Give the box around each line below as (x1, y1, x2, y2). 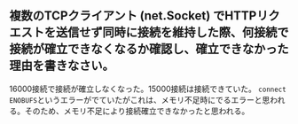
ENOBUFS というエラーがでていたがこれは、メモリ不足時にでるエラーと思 (9, 94, 271, 105)
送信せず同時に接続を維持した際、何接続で (55, 25, 289, 40)
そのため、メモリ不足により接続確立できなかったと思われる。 (24, 105, 250, 116)
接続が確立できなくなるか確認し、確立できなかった (9, 42, 289, 57)
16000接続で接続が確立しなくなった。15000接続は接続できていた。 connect (9, 83, 286, 94)
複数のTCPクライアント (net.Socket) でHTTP (9, 8, 257, 24)
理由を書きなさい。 (9, 58, 114, 74)
